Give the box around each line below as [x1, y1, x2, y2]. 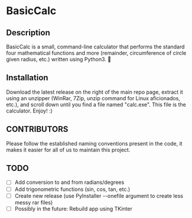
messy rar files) [14, 199, 53, 206]
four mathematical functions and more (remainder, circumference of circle [6, 49, 187, 57]
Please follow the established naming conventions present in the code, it [6, 140, 183, 147]
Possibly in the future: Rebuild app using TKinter [14, 205, 133, 212]
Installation [6, 72, 48, 83]
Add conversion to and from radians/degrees [14, 179, 125, 186]
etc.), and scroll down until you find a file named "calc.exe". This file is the [6, 101, 186, 108]
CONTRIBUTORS [6, 124, 69, 134]
